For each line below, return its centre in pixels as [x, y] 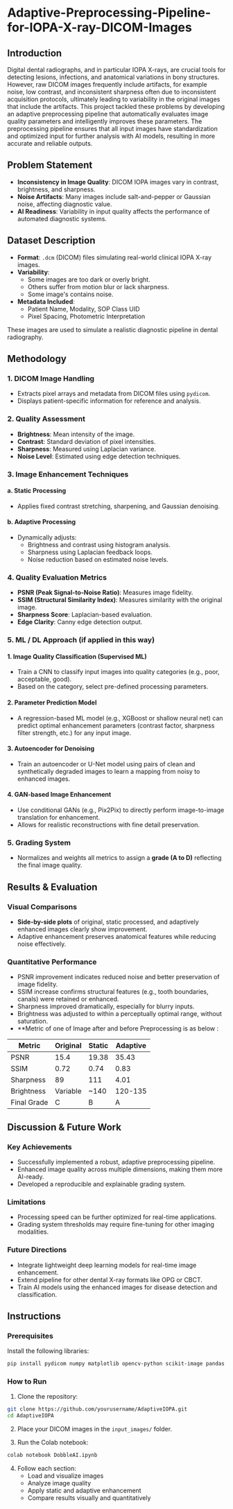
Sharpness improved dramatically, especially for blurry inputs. [106, 1006]
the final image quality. [50, 865]
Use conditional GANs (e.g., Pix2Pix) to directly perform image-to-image [121, 810]
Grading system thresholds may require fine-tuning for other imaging [116, 1225]
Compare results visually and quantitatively [89, 1498]
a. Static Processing [37, 491]
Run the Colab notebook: [53, 1442]
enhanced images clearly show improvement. [82, 929]
